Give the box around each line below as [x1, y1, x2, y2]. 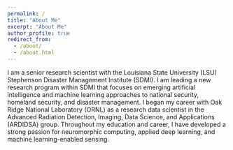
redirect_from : [7, 36, 52, 43]
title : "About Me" [7, 17, 61, 24]
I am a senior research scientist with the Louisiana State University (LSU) [7, 68, 217, 77]
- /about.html [13, 50, 55, 57]
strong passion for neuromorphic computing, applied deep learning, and [7, 127, 216, 136]
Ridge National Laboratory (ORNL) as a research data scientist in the [7, 105, 204, 114]
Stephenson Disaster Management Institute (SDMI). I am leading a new [7, 75, 211, 84]
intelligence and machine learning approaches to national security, [7, 90, 199, 98]
